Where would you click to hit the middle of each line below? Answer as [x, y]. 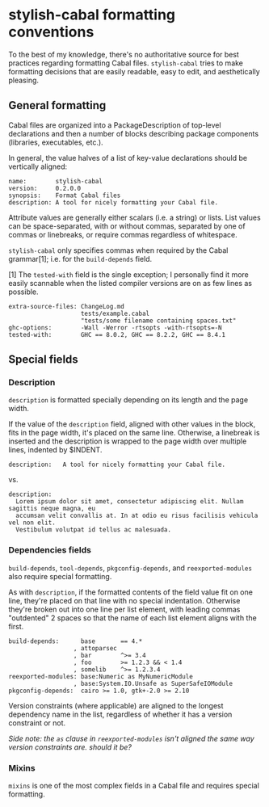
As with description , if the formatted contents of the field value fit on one [130, 592]
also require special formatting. [60, 576]
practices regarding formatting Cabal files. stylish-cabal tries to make [126, 63]
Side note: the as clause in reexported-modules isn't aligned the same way [131, 738]
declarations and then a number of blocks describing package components [134, 133]
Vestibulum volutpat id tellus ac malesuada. [94, 530]
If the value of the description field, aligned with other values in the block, [132, 424]
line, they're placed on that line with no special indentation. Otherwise [124, 600]
